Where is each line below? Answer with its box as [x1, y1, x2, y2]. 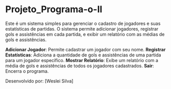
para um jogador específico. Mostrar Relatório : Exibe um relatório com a [5, 57, 158, 63]
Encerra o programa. [5, 68, 49, 74]
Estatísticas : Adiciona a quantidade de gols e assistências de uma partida [5, 52, 161, 58]
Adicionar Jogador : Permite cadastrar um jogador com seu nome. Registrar [5, 46, 166, 52]
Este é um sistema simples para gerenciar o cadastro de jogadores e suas [5, 20, 161, 26]
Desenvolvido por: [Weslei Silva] [5, 78, 74, 84]
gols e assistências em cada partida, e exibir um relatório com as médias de [5, 31, 165, 37]
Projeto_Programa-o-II [5, 4, 103, 15]
